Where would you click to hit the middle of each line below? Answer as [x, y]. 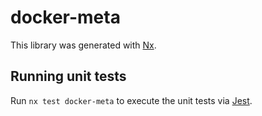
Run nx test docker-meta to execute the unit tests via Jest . [131, 100]
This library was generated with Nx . [83, 45]
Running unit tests [68, 76]
